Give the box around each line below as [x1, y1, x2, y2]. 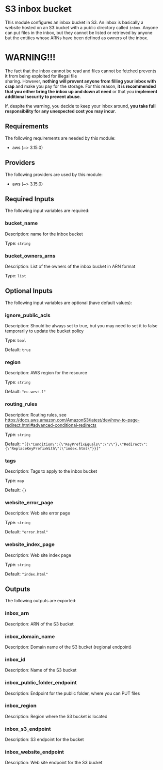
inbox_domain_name [5, 633, 55, 640]
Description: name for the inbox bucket [5, 231, 83, 237]
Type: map [5, 478, 24, 483]
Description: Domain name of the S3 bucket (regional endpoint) [5, 644, 132, 650]
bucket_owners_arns [5, 252, 56, 259]
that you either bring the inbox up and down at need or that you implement [5, 88, 158, 94]
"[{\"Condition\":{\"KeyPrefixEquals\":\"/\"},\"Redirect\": [21, 442, 148, 447]
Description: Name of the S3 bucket [5, 667, 77, 673]
